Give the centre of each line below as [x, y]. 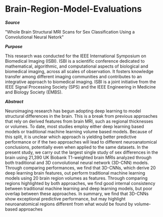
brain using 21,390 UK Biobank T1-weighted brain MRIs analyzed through [78, 157]
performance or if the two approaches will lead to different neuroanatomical [81, 142]
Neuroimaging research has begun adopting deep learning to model [73, 111]
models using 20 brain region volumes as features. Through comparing [76, 178]
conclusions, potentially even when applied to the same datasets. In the [77, 147]
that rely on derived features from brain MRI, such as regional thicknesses [79, 121]
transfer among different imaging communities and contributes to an [73, 76]
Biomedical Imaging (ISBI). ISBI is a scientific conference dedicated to [75, 61]
